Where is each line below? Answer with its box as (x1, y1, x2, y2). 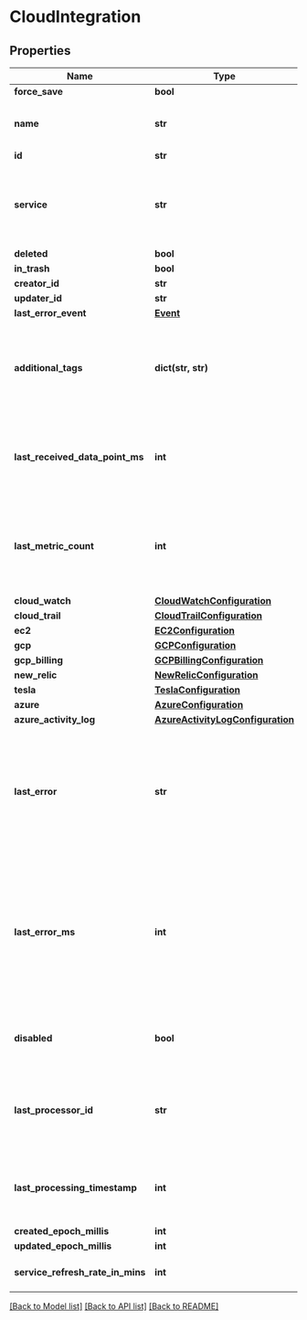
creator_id (14, 277, 59, 290)
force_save (14, 85, 64, 98)
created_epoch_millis (14, 1225, 110, 1237)
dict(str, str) (154, 362, 208, 374)
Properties (9, 43, 71, 58)
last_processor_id (14, 1104, 94, 1116)
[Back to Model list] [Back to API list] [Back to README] (9, 1301, 219, 1312)
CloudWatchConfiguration (154, 595, 272, 607)
